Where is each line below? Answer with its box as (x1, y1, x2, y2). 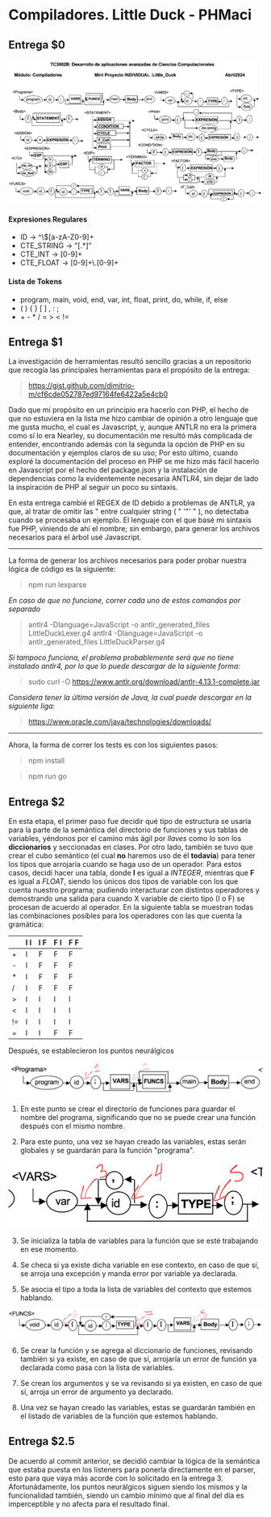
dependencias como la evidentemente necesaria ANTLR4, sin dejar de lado (8, 474, 259, 484)
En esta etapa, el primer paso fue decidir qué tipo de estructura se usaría (8, 817, 252, 826)
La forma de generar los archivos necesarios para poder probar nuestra (8, 556, 248, 565)
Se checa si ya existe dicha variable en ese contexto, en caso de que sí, (19, 1260, 260, 1270)
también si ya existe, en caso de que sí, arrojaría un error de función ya (19, 1354, 256, 1364)
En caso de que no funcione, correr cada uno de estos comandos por (8, 596, 241, 606)
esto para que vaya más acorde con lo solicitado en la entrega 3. (8, 1473, 223, 1483)
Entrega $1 (8, 336, 63, 349)
